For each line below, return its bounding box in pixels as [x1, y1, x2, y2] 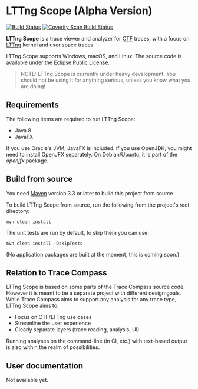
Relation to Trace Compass [6, 268, 107, 278]
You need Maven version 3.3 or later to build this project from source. [6, 189, 175, 197]
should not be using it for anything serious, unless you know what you [20, 77, 191, 84]
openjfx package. [6, 157, 49, 164]
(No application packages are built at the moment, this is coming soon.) [6, 251, 180, 258]
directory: [6, 207, 30, 214]
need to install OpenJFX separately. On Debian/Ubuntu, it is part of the [6, 151, 178, 158]
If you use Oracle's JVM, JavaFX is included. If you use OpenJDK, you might [6, 144, 192, 151]
